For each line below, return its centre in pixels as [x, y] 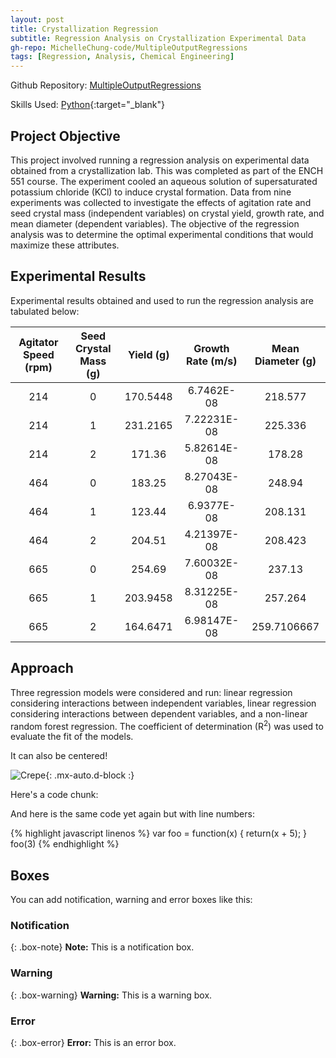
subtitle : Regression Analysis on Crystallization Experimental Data [158, 38]
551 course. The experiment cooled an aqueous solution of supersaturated [164, 181]
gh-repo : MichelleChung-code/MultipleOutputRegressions [129, 47]
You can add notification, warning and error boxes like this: [131, 900]
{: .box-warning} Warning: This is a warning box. [111, 995]
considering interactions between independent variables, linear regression [163, 703]
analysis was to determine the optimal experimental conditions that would [162, 234]
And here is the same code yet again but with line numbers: [132, 814]
